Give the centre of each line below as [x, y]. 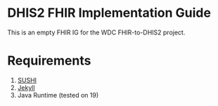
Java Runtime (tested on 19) [58, 95]
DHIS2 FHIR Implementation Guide [109, 13]
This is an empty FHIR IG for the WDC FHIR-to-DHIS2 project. [96, 32]
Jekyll [26, 87]
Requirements [49, 61]
